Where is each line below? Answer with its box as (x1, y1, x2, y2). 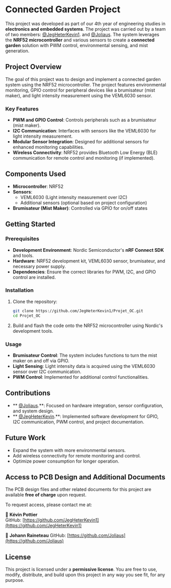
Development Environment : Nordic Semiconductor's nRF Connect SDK (12, 247, 164, 253)
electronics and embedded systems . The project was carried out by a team (5, 26, 166, 32)
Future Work (5, 433, 46, 442)
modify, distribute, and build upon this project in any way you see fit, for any (5, 572, 165, 578)
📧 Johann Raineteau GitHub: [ (5, 532, 69, 538)
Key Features (5, 105, 39, 112)
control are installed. (12, 274, 56, 280)
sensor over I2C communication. (12, 368, 82, 375)
